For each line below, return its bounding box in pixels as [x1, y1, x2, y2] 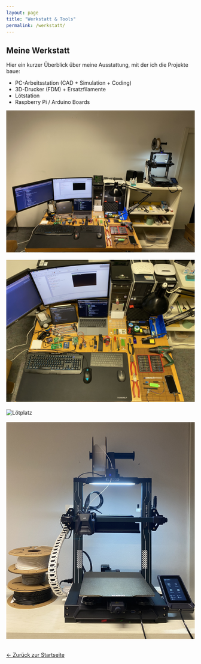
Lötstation [14, 92, 40, 99]
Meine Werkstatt [6, 45, 70, 55]
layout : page [6, 10, 39, 16]
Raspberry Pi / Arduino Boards [14, 99, 90, 106]
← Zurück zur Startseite [6, 651, 65, 658]
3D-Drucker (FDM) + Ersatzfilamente [14, 86, 106, 93]
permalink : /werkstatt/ [6, 22, 66, 28]
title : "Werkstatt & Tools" [6, 16, 77, 22]
